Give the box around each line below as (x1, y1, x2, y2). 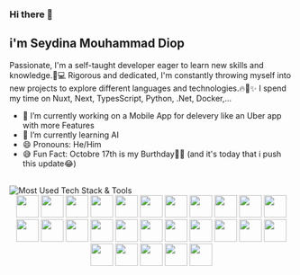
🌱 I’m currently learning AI (22, 129, 120, 140)
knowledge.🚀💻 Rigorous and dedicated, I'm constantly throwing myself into (9, 69, 291, 80)
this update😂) (22, 157, 77, 169)
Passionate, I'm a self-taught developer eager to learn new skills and (9, 59, 264, 70)
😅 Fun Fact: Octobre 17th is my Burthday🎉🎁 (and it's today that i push (22, 148, 282, 159)
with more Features (22, 120, 95, 130)
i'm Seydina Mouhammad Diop (9, 36, 185, 51)
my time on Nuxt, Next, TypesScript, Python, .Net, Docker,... (9, 93, 232, 103)
